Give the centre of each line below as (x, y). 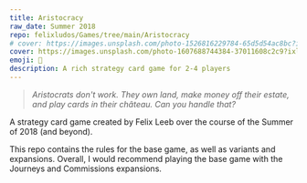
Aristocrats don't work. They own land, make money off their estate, (160, 94)
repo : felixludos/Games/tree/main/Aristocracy (100, 35)
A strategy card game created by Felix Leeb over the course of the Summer (152, 122)
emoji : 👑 (26, 60)
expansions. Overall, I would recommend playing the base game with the (146, 158)
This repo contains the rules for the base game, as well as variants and (143, 149)
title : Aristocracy (47, 18)
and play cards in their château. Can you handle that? (133, 104)
